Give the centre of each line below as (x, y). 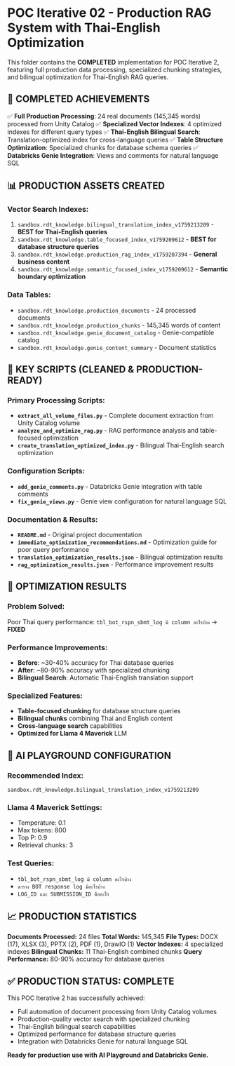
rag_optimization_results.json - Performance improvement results (115, 565)
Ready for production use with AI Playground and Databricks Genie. (108, 1055)
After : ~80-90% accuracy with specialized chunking (94, 670)
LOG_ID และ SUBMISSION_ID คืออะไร (63, 894)
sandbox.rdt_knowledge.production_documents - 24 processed (107, 310)
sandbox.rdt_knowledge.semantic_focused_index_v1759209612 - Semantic (123, 269)
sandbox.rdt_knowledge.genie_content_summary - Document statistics (117, 347)
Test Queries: (31, 863)
